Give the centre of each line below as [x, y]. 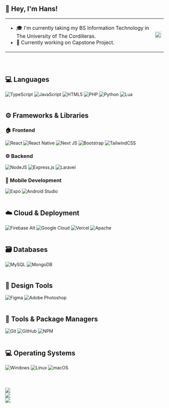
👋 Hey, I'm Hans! [31, 9]
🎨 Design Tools [29, 286]
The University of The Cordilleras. [56, 36]
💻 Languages [27, 80]
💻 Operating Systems [40, 353]
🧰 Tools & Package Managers [52, 319]
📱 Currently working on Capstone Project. [65, 42]
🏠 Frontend [20, 130]
